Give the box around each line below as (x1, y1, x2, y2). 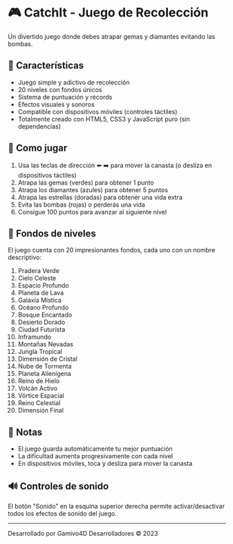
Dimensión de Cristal (17, 355, 78, 363)
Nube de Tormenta (17, 362, 72, 371)
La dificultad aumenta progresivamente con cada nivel (17, 452, 174, 460)
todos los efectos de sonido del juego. (8, 509, 117, 518)
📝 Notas (8, 426, 43, 438)
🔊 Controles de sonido (8, 480, 109, 492)
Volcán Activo (17, 384, 58, 393)
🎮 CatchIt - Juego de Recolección (8, 5, 209, 21)
